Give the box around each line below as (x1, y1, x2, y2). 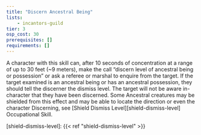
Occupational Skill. (6, 110, 53, 118)
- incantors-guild (17, 20, 63, 26)
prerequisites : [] (6, 37, 53, 43)
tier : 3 (6, 25, 26, 32)
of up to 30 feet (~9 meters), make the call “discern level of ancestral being (6, 65, 194, 73)
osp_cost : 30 (6, 31, 39, 38)
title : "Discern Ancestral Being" (6, 8, 94, 15)
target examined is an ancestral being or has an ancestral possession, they (6, 78, 193, 85)
